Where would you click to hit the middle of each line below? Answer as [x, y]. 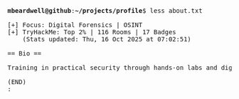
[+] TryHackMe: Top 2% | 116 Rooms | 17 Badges [92, 32]
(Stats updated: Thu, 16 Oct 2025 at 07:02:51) [107, 39]
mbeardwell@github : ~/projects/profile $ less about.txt [105, 11]
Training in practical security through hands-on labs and [113, 68]
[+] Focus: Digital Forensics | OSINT [75, 25]
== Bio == [24, 53]
